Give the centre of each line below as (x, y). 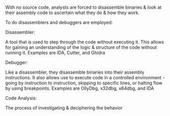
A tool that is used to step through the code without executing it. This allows (85, 42)
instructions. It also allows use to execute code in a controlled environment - (85, 77)
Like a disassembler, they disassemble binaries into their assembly (75, 72)
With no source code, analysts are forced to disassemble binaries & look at (83, 7)
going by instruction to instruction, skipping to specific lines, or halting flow (84, 83)
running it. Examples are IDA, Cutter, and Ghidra (55, 53)
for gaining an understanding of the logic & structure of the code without (81, 47)
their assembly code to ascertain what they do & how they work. (73, 13)
